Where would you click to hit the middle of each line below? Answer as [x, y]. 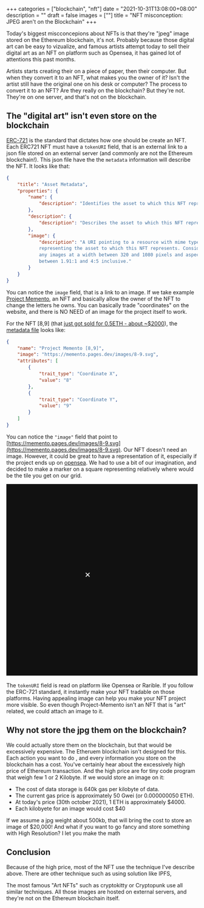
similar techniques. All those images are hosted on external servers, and [97, 892]
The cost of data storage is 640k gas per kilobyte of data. [87, 789]
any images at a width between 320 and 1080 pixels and [111, 255]
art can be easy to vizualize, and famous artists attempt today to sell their [98, 46]
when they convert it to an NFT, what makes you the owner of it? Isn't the [98, 78]
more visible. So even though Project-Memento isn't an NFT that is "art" [96, 704]
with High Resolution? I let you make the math [63, 833]
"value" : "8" [55, 380]
